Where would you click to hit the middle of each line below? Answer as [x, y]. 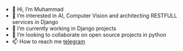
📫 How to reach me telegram [48, 41]
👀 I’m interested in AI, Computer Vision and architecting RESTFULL [95, 16]
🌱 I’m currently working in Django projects [64, 28]
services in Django [35, 22]
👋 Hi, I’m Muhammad [38, 9]
